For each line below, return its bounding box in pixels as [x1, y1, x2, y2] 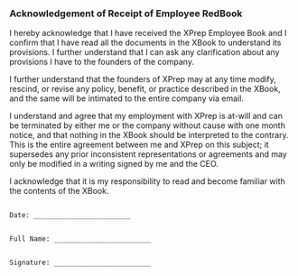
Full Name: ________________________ [9, 235, 152, 244]
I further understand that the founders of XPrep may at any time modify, [9, 74, 277, 85]
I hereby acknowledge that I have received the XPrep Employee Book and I [9, 28, 287, 39]
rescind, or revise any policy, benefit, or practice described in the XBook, [9, 84, 282, 95]
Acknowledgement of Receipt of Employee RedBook [9, 7, 243, 20]
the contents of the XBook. [9, 186, 109, 197]
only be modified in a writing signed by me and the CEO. [9, 159, 219, 170]
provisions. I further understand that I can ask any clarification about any [9, 47, 280, 58]
